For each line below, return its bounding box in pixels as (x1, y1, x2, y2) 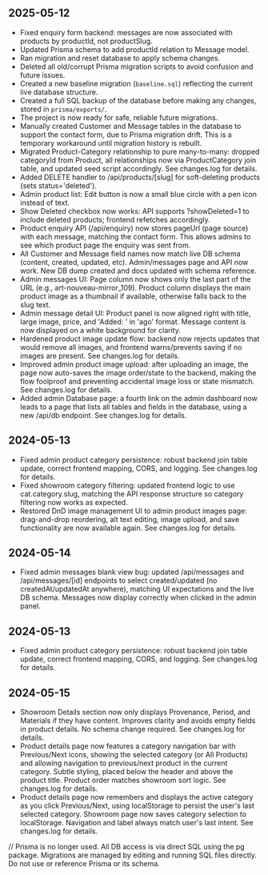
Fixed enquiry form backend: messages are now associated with (19, 27, 234, 37)
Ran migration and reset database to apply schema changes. (19, 53, 221, 62)
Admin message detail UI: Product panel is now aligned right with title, (19, 308, 251, 318)
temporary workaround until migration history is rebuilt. (19, 138, 202, 147)
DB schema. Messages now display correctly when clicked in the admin (19, 592, 257, 603)
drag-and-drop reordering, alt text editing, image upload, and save (19, 514, 240, 524)
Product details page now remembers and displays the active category (19, 793, 254, 802)
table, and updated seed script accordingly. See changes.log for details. (19, 163, 258, 173)
